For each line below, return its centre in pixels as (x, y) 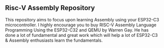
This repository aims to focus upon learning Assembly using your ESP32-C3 (82, 19)
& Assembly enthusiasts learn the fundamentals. (54, 40)
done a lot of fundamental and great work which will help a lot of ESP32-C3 (82, 35)
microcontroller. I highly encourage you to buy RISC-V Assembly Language (81, 25)
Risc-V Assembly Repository (50, 8)
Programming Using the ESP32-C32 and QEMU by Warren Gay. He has (77, 30)
